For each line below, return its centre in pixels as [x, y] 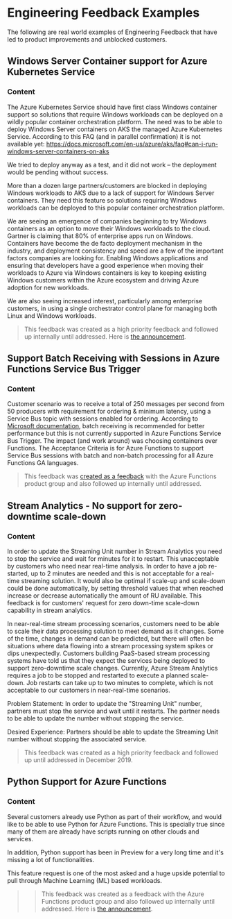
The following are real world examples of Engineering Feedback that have [112, 32]
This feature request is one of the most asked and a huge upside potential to [116, 873]
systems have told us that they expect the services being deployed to [106, 660]
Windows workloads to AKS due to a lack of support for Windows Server [111, 193]
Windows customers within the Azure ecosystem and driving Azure [103, 280]
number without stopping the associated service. [77, 739]
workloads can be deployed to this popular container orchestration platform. [116, 208]
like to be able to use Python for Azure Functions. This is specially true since [116, 824]
